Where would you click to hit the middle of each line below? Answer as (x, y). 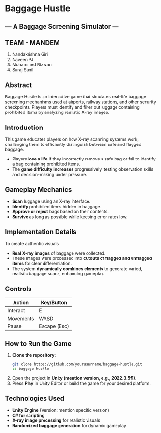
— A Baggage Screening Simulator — (62, 26)
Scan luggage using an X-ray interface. (51, 201)
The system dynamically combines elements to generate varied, (77, 268)
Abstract (19, 85)
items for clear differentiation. (42, 263)
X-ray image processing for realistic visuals (56, 420)
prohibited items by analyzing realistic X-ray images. (57, 112)
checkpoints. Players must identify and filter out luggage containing (72, 107)
